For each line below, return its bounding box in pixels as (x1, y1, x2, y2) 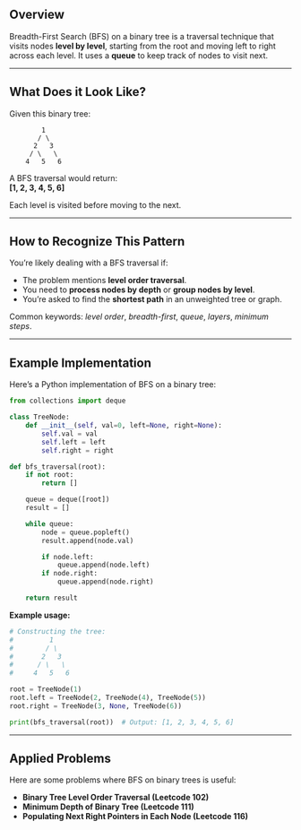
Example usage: (9, 610, 71, 620)
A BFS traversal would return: (9, 172, 118, 183)
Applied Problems (9, 751, 112, 766)
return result (25, 593, 78, 602)
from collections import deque (9, 396, 126, 406)
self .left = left (41, 437, 106, 446)
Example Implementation (9, 355, 152, 370)
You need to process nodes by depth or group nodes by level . (21, 284, 255, 295)
